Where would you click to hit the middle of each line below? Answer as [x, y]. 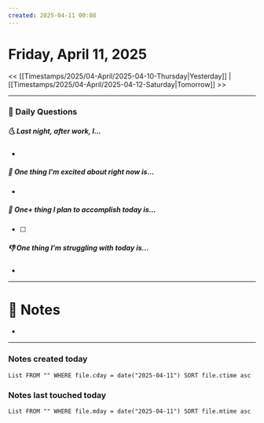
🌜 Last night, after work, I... [55, 131]
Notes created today [48, 359]
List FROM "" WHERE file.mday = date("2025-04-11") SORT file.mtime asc [130, 411]
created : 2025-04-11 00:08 [52, 15]
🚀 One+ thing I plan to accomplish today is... [82, 210]
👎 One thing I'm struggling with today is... [79, 247]
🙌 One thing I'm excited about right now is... [81, 172]
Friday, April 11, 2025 [78, 54]
